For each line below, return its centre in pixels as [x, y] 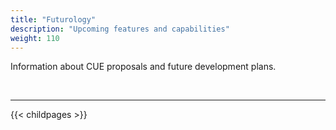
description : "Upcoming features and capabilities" [120, 29]
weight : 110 [35, 38]
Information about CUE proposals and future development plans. [143, 67]
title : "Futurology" [53, 19]
